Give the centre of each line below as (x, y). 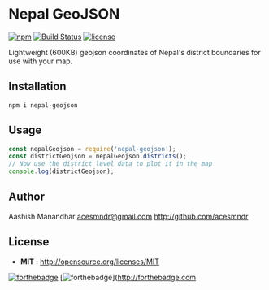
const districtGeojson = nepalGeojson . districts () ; (98, 156)
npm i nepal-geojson (43, 105)
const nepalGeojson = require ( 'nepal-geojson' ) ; (92, 149)
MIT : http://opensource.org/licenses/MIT (90, 262)
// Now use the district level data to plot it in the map (111, 164)
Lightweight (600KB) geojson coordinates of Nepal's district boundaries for (135, 52)
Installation (37, 87)
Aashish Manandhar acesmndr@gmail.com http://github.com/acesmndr (128, 216)
